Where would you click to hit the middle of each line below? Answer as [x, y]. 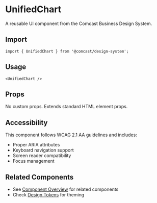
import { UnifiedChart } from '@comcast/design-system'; [67, 51]
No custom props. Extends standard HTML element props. [67, 107]
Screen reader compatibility [42, 156]
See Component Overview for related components [66, 189]
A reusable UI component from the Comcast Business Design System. [79, 23]
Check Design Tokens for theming [48, 195]
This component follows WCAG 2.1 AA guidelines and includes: [71, 135]
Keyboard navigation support [43, 150]
